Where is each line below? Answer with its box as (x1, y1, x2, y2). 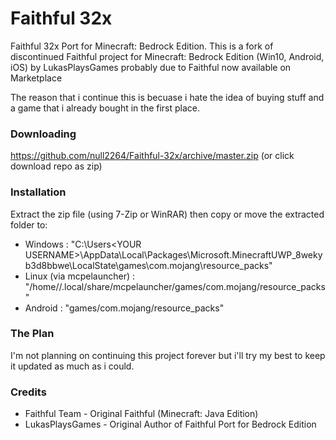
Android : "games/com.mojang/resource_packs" (24, 302, 225, 314)
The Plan (10, 327, 55, 341)
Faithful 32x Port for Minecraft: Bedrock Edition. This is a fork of (10, 40, 274, 52)
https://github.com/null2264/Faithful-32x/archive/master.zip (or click (10, 150, 295, 162)
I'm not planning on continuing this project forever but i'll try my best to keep (10, 349, 326, 361)
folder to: (10, 218, 48, 231)
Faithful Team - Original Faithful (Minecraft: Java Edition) (24, 408, 259, 420)
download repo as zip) (10, 160, 103, 172)
